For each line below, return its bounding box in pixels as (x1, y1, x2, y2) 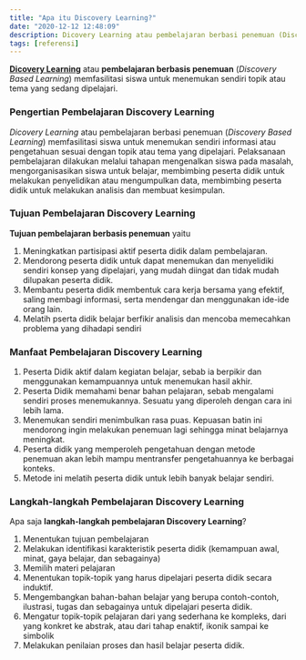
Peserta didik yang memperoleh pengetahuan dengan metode (22, 443, 256, 455)
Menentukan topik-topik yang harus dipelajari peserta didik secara (22, 573, 272, 584)
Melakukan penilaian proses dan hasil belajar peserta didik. (22, 640, 245, 651)
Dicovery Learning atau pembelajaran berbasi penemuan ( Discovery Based (9, 127, 292, 137)
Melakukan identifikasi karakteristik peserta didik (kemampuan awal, (22, 543, 280, 554)
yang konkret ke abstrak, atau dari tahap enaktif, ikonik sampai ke (22, 621, 269, 632)
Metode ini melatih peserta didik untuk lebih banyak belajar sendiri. (22, 472, 275, 483)
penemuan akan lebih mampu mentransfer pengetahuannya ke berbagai (22, 453, 294, 464)
